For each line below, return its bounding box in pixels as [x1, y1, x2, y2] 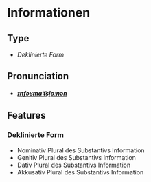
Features [7, 110, 46, 121]
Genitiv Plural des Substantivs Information [16, 153, 136, 161]
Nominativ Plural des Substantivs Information [16, 146, 146, 154]
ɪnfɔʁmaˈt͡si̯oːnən [16, 89, 67, 97]
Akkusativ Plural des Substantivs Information [16, 168, 144, 176]
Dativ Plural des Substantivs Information [16, 161, 131, 169]
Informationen [7, 5, 91, 21]
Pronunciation [7, 70, 69, 82]
